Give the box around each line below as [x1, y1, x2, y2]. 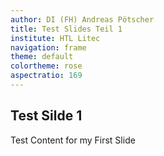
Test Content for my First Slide [10, 134, 136, 146]
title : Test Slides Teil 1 [10, 24, 123, 34]
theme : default [10, 52, 74, 62]
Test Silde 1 [10, 107, 83, 125]
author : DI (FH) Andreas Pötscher [10, 14, 155, 25]
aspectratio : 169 [10, 71, 83, 81]
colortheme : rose [10, 61, 83, 71]
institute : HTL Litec [10, 33, 101, 43]
